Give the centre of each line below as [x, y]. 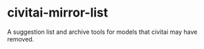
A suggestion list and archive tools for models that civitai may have [102, 32]
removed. [21, 39]
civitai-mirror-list [58, 13]
